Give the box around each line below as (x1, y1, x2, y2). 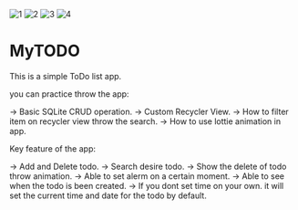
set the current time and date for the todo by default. (9, 190, 207, 201)
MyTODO (9, 41, 80, 61)
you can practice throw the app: (9, 88, 129, 100)
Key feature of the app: (9, 142, 96, 154)
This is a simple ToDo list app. (9, 70, 122, 81)
